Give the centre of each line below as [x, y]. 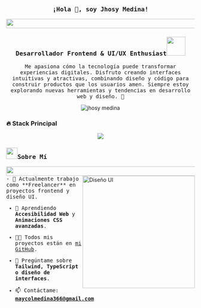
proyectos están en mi [48, 243]
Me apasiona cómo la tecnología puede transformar [100, 66]
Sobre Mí [32, 157]
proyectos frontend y [38, 191]
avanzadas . [31, 226]
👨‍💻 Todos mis [34, 237]
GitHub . [26, 249]
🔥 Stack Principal [32, 123]
